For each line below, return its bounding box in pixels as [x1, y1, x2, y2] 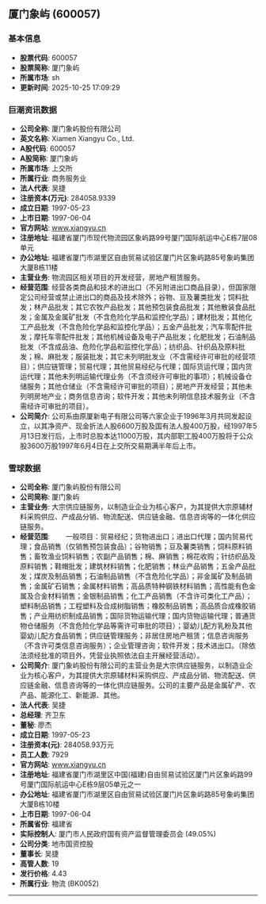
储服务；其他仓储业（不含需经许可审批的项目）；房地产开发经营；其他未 [19, 381, 253, 391]
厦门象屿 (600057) [8, 7, 101, 21]
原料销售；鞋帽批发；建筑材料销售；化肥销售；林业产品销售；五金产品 [19, 561, 249, 571]
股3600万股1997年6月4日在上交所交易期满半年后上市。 [19, 441, 200, 450]
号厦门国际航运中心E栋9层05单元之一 [19, 780, 142, 789]
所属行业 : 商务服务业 [19, 173, 87, 182]
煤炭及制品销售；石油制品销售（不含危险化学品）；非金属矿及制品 [33, 572, 245, 581]
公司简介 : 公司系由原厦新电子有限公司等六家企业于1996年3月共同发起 [19, 411, 245, 420]
